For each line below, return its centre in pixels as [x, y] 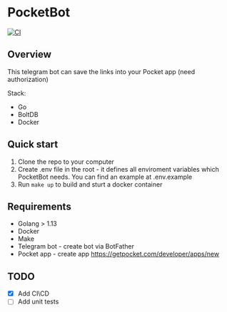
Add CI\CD [34, 293]
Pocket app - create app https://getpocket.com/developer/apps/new [118, 254]
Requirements [39, 206]
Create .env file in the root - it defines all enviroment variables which [118, 169]
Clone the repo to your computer [66, 162]
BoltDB [28, 114]
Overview [30, 54]
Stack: [17, 93]
